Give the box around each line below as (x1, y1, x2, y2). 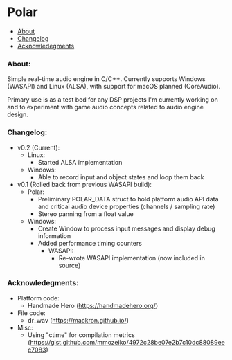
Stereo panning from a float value (37, 209, 134, 218)
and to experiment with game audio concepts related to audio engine (7, 103, 204, 111)
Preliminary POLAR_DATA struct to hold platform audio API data (37, 195, 219, 203)
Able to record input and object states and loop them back (37, 172, 204, 181)
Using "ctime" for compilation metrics (27, 330, 135, 339)
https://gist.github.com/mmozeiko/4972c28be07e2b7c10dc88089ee (30, 338, 225, 346)
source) (58, 261, 81, 269)
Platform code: (17, 294, 60, 302)
